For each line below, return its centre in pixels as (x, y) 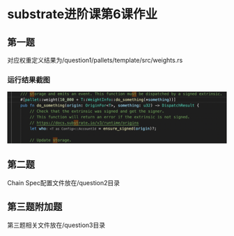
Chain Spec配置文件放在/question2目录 (64, 182)
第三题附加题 (35, 207)
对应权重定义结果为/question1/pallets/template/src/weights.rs (95, 60)
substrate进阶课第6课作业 (83, 14)
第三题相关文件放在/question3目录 (56, 225)
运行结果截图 (29, 79)
